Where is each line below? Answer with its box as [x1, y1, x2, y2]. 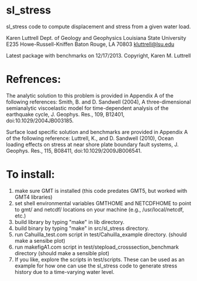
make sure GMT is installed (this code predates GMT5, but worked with [14, 187, 188, 194]
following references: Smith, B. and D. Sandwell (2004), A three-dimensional [6, 98, 191, 105]
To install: [6, 168, 55, 181]
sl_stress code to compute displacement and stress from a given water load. [6, 23, 191, 30]
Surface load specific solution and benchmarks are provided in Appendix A [6, 128, 188, 135]
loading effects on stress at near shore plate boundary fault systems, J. [6, 140, 179, 148]
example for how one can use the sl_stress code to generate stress [14, 262, 178, 269]
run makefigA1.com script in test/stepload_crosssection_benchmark [14, 243, 179, 250]
